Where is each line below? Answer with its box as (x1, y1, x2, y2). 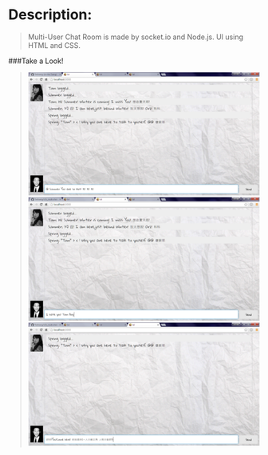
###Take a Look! (8, 56, 64, 66)
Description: (8, 6, 93, 24)
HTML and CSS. (27, 40, 81, 50)
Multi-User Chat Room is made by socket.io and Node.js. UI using (27, 32, 243, 42)
